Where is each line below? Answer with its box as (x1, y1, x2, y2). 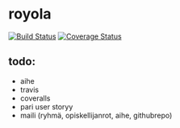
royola (8, 5, 52, 23)
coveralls (19, 93, 51, 103)
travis (19, 85, 39, 94)
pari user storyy (19, 101, 73, 111)
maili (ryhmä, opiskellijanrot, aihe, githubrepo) (19, 110, 173, 120)
